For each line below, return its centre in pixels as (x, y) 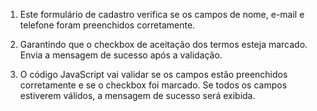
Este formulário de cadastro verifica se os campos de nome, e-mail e (162, 14)
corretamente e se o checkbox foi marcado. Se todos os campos (153, 85)
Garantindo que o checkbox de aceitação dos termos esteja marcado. (163, 44)
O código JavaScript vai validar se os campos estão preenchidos (153, 74)
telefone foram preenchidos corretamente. (107, 25)
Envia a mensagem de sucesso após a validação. (121, 55)
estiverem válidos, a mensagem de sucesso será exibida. (137, 95)
